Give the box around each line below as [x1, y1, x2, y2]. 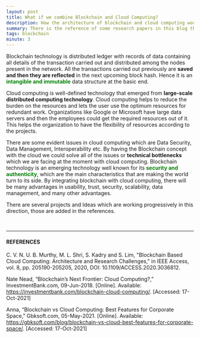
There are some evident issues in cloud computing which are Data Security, [6, 139, 192, 146]
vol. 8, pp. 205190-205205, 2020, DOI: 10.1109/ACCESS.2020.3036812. [6, 264, 180, 271]
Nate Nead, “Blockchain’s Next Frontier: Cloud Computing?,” [6, 276, 154, 283]
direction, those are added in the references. [6, 208, 115, 214]
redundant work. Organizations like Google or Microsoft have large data [6, 108, 182, 115]
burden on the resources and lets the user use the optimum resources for [6, 102, 186, 109]
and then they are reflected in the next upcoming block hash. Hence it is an [6, 72, 193, 79]
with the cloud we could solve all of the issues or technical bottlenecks [6, 152, 182, 158]
